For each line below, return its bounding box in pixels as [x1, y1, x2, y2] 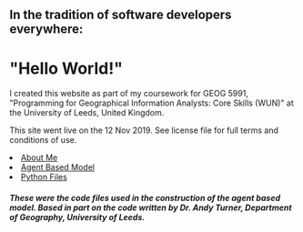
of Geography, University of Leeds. [9, 211, 146, 222]
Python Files [21, 172, 68, 183]
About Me [21, 152, 58, 163]
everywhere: [9, 22, 84, 37]
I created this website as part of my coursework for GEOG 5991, [9, 88, 248, 99]
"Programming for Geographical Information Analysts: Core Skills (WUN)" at [9, 97, 294, 108]
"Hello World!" [9, 58, 123, 78]
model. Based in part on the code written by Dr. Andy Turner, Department [9, 202, 293, 213]
